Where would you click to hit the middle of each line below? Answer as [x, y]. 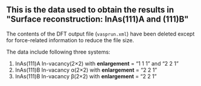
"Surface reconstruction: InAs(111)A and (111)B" [97, 20]
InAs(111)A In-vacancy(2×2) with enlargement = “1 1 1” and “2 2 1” [97, 63]
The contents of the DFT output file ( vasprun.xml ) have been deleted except [101, 34]
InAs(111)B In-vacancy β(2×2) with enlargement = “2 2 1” [86, 76]
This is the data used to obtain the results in [90, 10]
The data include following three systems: [58, 52]
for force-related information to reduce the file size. [70, 40]
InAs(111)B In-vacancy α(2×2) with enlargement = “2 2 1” [86, 70]
